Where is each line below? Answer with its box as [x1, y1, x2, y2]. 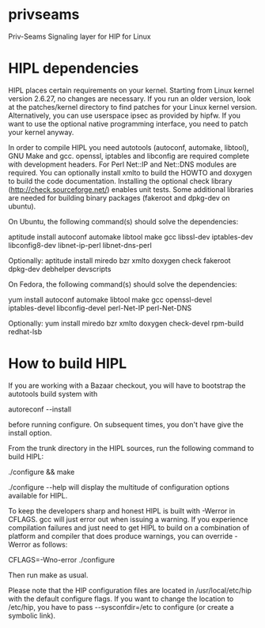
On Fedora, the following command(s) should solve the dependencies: [8, 279, 237, 289]
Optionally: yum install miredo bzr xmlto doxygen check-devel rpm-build [8, 318, 244, 328]
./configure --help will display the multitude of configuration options [8, 482, 229, 491]
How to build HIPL [8, 355, 127, 373]
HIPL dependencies [8, 59, 139, 77]
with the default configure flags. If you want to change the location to [8, 594, 234, 604]
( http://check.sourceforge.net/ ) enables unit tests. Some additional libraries [8, 184, 254, 194]
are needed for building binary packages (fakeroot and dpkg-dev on [8, 193, 231, 202]
